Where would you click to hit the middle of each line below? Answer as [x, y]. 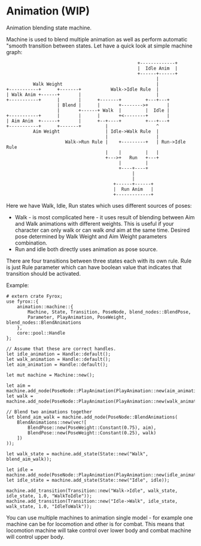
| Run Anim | [133, 189]
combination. [31, 243]
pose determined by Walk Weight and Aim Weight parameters [91, 236]
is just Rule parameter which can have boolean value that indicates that [94, 267]
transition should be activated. [43, 273]
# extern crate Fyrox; [34, 296]
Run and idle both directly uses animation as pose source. [86, 249]
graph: [14, 52]
